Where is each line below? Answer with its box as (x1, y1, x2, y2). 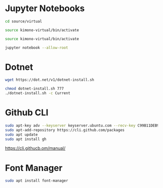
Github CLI (5, 107, 49, 118)
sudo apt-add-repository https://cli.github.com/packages (5, 127, 125, 132)
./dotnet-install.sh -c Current (5, 91, 70, 96)
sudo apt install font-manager (5, 178, 68, 183)
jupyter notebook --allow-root (5, 45, 68, 50)
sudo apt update (5, 132, 38, 137)
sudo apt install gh (5, 137, 47, 141)
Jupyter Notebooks (5, 3, 85, 14)
